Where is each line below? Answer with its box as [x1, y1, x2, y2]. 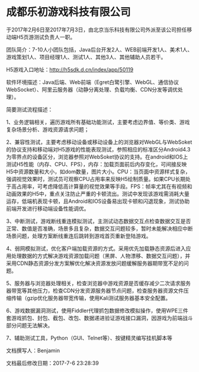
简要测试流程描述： [6, 106, 53, 113]
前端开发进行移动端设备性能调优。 [6, 205, 89, 212]
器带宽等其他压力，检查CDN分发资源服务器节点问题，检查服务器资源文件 [6, 287, 184, 294]
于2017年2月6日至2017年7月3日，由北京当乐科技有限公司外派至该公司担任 [6, 26, 187, 33]
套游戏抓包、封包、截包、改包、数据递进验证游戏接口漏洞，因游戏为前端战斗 [6, 314, 193, 321]
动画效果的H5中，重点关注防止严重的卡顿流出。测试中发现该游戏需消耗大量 [6, 190, 190, 197]
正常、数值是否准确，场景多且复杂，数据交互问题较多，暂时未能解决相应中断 [6, 225, 193, 232]
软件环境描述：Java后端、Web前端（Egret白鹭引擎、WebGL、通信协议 [6, 78, 179, 86]
